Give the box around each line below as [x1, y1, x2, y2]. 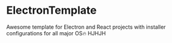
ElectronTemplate [6, 4, 97, 17]
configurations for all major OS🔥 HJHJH [6, 29, 106, 36]
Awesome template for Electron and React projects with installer [6, 23, 166, 30]
